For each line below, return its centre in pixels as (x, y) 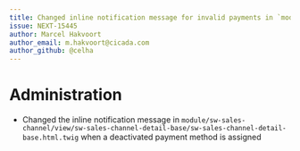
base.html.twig (50, 138)
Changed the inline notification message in (101, 120)
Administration (66, 95)
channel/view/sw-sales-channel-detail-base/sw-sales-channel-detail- (154, 129)
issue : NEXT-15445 (43, 26)
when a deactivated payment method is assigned (171, 137)
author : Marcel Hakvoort (55, 34)
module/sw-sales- (214, 121)
